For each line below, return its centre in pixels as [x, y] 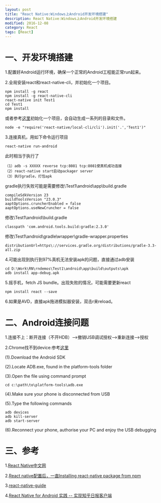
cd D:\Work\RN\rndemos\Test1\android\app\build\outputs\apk [67, 269]
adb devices [17, 412]
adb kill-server [21, 416]
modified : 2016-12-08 [27, 23]
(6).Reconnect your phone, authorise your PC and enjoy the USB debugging [80, 430]
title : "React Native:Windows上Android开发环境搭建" [57, 14]
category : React [21, 28]
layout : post [18, 9]
